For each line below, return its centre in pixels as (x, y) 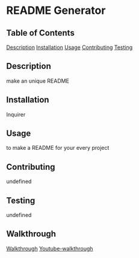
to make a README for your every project (58, 148)
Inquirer (16, 114)
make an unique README (38, 81)
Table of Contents (41, 33)
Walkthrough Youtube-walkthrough (50, 248)
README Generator (56, 11)
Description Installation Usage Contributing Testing (69, 47)
